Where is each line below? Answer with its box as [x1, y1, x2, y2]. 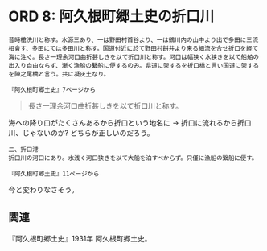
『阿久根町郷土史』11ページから [8, 170, 100, 178]
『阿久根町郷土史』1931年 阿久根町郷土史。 [8, 233, 152, 243]
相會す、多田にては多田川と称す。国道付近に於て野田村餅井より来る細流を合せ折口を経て [8, 44, 259, 52]
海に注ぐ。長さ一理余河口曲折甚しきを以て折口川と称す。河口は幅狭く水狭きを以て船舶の [8, 53, 260, 61]
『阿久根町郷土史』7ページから [8, 85, 97, 93]
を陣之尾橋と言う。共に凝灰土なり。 [8, 70, 110, 78]
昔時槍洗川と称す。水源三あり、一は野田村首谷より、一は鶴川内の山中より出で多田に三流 [8, 35, 259, 44]
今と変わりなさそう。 [8, 184, 79, 194]
